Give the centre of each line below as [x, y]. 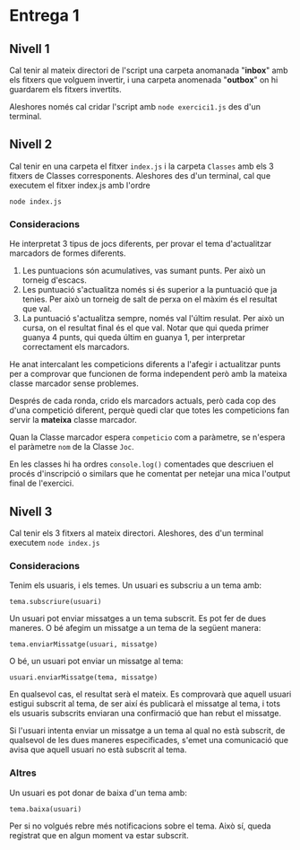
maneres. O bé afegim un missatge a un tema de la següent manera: [135, 628]
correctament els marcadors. [76, 347]
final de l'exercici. [42, 483]
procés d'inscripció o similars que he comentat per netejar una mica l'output [150, 474]
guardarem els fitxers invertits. [66, 89]
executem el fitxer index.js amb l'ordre [80, 185]
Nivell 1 [30, 49]
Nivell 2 [31, 145]
